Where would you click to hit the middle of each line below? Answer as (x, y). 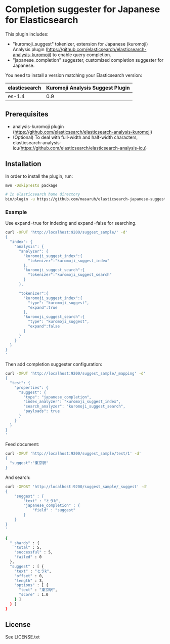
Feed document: (22, 445)
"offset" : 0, (29, 576)
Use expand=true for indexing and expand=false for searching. (71, 223)
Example (16, 212)
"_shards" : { (25, 543)
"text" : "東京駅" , (38, 590)
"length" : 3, (29, 581)
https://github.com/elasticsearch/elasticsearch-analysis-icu (83, 148)
